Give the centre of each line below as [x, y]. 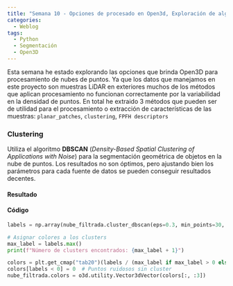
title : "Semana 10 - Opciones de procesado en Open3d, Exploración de [111, 14]
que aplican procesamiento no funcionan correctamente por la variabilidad [114, 93]
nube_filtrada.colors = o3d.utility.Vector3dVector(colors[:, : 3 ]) [107, 276]
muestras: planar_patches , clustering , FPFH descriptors [88, 116]
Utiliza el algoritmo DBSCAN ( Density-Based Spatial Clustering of [101, 149]
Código [18, 210]
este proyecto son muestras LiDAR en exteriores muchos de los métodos [111, 87]
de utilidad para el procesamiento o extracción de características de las [110, 109]
